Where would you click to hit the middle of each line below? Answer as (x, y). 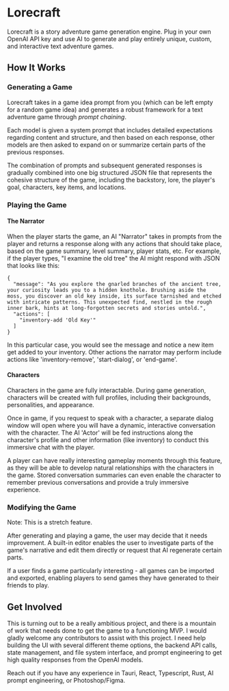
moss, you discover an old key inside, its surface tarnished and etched (114, 296)
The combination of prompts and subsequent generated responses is (105, 165)
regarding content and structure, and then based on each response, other (111, 137)
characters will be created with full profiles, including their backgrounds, (109, 397)
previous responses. (36, 151)
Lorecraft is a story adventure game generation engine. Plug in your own (109, 32)
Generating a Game (40, 87)
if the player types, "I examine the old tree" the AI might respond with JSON (113, 258)
